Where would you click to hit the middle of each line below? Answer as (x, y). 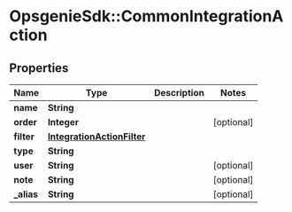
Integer (63, 122)
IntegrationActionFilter (96, 137)
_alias (26, 194)
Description (179, 93)
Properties (39, 68)
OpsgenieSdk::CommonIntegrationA (146, 16)
